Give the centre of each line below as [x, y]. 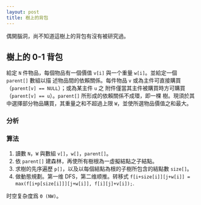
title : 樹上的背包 [27, 18]
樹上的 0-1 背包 [34, 57]
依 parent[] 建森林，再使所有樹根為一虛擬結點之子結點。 [86, 161]
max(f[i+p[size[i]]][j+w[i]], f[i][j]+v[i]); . [75, 183]
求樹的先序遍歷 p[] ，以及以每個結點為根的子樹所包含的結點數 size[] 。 [104, 168]
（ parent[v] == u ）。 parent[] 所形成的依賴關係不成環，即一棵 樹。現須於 [98, 96]
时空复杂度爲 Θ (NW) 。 [34, 196]
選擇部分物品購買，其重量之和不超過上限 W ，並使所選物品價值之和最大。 [102, 103]
